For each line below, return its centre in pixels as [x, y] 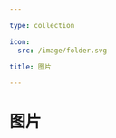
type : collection [42, 25]
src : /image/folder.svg [62, 51]
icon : [19, 41]
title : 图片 [30, 67]
